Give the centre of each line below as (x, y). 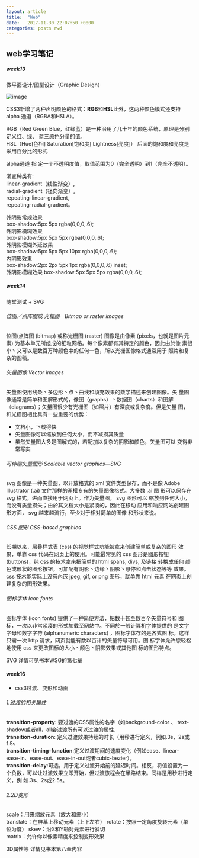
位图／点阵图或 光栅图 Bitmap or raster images (65, 316)
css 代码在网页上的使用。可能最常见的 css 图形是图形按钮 (99, 554)
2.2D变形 (17, 795)
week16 (16, 674)
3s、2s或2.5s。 (49, 780)
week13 (16, 69)
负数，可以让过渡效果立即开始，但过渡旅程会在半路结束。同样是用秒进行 (99, 773)
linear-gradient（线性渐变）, (41, 184)
